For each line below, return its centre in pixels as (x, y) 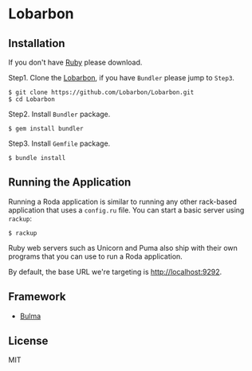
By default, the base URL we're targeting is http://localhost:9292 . (115, 271)
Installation (37, 43)
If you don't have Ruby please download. (75, 62)
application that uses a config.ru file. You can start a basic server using (126, 210)
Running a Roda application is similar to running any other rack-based (123, 201)
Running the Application (70, 183)
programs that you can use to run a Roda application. (96, 256)
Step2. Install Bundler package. (59, 114)
